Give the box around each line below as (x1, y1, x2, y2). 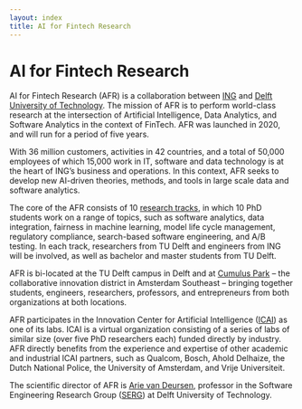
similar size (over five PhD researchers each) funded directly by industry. (9, 334, 282, 345)
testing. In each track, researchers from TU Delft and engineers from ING (9, 241, 282, 252)
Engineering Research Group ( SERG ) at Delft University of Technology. (9, 390, 273, 401)
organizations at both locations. (9, 297, 127, 308)
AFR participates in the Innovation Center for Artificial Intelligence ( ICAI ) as (9, 314, 288, 326)
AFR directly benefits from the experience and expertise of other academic (9, 343, 288, 354)
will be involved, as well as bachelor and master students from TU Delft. (9, 251, 278, 262)
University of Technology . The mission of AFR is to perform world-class (9, 100, 277, 111)
